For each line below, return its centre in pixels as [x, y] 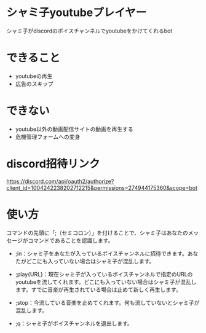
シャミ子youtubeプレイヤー [77, 13]
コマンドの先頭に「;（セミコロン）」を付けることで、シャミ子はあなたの [97, 233]
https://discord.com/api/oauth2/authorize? [60, 181]
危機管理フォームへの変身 [48, 136]
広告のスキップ [34, 84]
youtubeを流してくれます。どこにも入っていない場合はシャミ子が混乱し [106, 282]
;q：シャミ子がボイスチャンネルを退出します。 [74, 323]
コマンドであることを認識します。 [70, 240]
